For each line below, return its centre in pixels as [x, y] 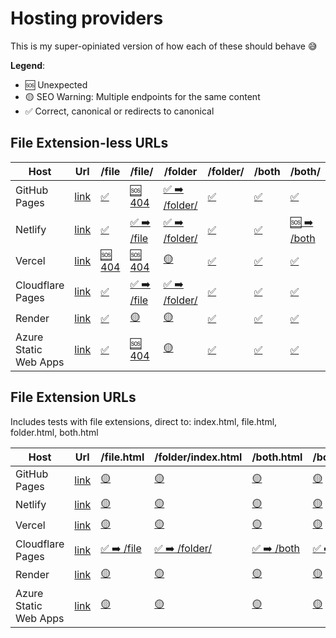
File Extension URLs [73, 397]
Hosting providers [87, 18]
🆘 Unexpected [56, 84]
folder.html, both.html [54, 432]
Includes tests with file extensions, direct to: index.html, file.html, [144, 421]
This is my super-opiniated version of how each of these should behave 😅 [164, 46]
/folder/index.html [198, 457]
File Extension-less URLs [89, 143]
